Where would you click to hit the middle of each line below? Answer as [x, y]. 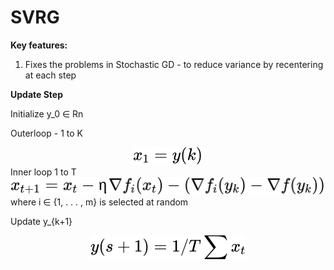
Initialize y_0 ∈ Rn [47, 113]
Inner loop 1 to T [43, 172]
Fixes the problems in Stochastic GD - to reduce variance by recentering [174, 64]
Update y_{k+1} [41, 221]
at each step [50, 75]
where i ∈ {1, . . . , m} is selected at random [99, 202]
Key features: [39, 45]
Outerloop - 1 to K [46, 133]
